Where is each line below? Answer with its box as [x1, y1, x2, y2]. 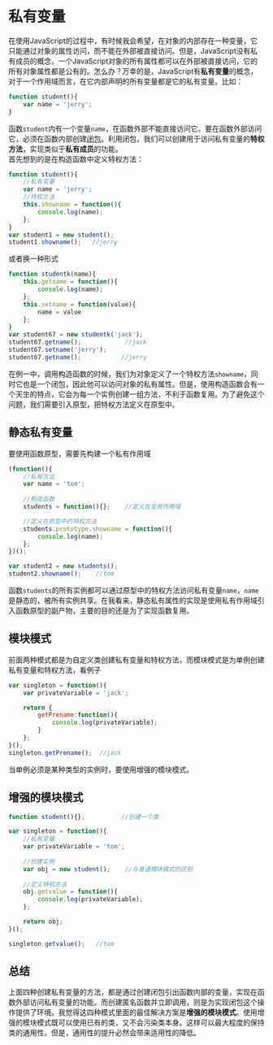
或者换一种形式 [8, 254, 58, 264]
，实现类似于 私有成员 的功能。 [23, 144, 123, 154]
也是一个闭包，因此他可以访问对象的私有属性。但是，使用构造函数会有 [22, 379, 258, 388]
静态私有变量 [8, 426, 73, 440]
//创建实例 [23, 857, 55, 865]
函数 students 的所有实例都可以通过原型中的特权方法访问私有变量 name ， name [8, 586, 259, 595]
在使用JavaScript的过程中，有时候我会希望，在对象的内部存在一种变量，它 [8, 36, 258, 46]
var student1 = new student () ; [8, 231, 115, 239]
